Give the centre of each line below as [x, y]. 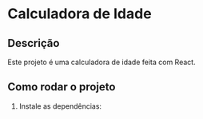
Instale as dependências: [60, 106]
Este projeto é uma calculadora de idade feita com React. [102, 62]
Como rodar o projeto [62, 87]
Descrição [34, 43]
